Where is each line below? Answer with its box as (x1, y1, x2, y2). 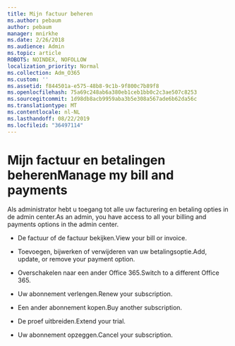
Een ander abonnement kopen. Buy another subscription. (17, 304, 182, 312)
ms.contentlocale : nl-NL (7, 109, 80, 116)
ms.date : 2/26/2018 (7, 37, 65, 44)
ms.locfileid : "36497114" (7, 121, 83, 129)
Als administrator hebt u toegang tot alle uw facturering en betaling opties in (7, 205, 229, 214)
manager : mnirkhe (7, 30, 59, 37)
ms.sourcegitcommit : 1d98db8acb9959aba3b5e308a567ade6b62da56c (7, 96, 198, 103)
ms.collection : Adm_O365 (7, 69, 80, 76)
